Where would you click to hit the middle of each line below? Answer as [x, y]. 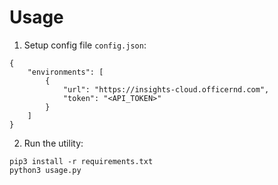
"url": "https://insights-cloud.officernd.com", [166, 89]
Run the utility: [53, 143]
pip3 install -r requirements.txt [81, 161]
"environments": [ [65, 72]
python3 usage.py [45, 170]
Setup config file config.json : [85, 45]
